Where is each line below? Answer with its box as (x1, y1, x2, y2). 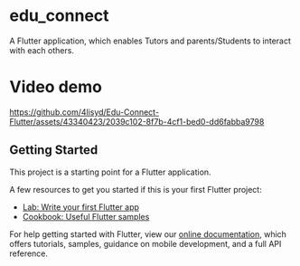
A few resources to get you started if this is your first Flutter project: (9, 184, 262, 195)
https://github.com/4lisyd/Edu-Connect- (9, 106, 160, 118)
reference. (9, 248, 48, 259)
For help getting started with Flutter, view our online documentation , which (9, 228, 287, 240)
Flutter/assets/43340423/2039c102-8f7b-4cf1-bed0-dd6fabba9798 (9, 116, 265, 127)
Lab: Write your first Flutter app (22, 201, 140, 213)
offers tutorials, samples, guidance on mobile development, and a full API (9, 238, 282, 249)
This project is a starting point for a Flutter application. (9, 166, 211, 177)
